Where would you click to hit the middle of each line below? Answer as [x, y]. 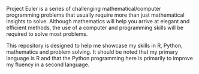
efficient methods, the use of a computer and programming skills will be [95, 27]
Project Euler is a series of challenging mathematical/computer [84, 9]
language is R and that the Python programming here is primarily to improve [100, 58]
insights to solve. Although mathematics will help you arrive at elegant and [98, 21]
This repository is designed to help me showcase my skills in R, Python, [94, 45]
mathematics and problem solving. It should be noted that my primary [92, 52]
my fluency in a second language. [48, 64]
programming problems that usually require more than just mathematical [95, 15]
